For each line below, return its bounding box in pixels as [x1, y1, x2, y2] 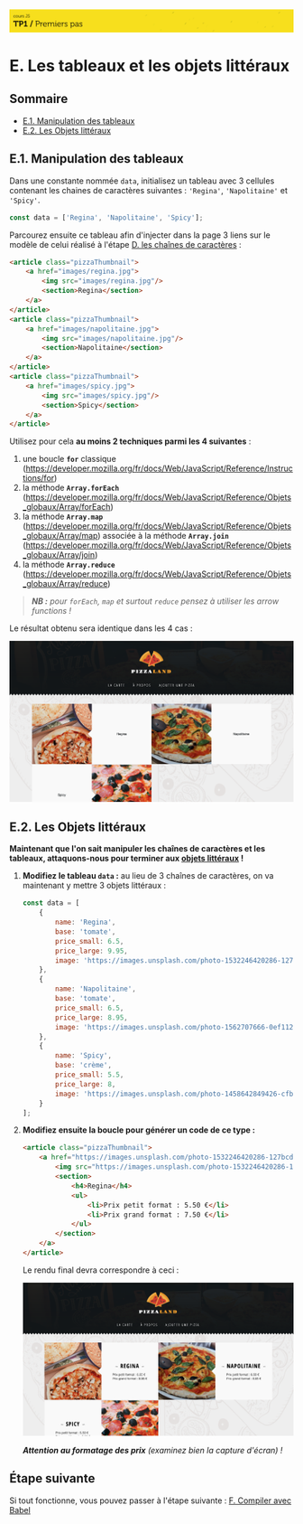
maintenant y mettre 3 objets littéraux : [22, 880, 167, 891]
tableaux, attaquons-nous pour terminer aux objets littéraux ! [9, 853, 244, 864]
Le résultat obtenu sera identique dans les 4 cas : [9, 623, 193, 634]
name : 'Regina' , [55, 917, 116, 927]
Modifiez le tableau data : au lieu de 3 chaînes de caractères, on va [22, 870, 274, 881]
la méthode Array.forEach [22, 483, 120, 494]
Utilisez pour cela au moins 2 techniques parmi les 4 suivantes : [9, 436, 252, 447]
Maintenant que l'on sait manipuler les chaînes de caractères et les [9, 843, 266, 854]
